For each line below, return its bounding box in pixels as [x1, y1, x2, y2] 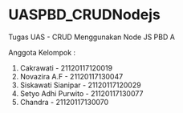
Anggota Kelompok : [8, 47, 76, 57]
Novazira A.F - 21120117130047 [19, 71, 124, 81]
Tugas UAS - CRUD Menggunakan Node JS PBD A [8, 32, 175, 42]
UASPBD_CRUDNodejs [8, 6, 161, 24]
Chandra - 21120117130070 [19, 97, 109, 107]
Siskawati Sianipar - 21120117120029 [19, 80, 142, 90]
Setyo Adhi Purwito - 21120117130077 [19, 88, 144, 98]
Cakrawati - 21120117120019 [19, 63, 113, 73]
